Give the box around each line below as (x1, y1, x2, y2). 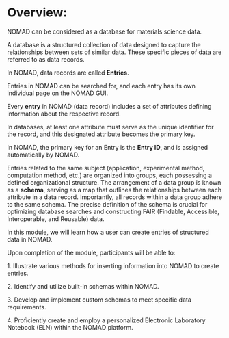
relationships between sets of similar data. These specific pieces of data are (7, 48, 222, 56)
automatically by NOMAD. (7, 151, 80, 159)
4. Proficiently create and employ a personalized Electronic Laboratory (7, 316, 206, 324)
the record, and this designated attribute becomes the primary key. (7, 130, 196, 138)
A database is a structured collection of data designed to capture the (7, 40, 201, 49)
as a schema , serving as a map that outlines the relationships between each (7, 185, 222, 194)
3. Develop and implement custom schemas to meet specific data (7, 296, 191, 304)
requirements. (7, 302, 46, 311)
